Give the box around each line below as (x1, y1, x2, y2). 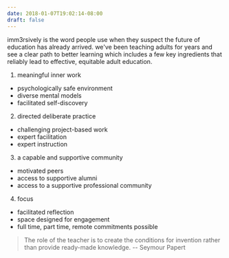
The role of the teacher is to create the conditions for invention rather (23, 235, 221, 244)
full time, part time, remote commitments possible (17, 222, 158, 230)
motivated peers (17, 166, 64, 175)
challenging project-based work (17, 125, 108, 133)
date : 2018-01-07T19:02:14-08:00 (7, 10, 103, 17)
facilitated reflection (17, 208, 74, 216)
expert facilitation (17, 132, 67, 141)
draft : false (7, 17, 45, 23)
